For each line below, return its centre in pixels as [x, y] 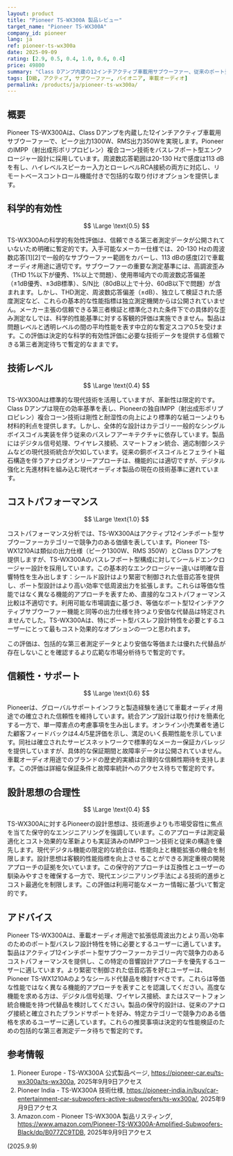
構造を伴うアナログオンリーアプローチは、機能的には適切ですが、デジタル [119, 460]
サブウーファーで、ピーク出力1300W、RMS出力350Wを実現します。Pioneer [115, 141]
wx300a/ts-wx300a [45, 1081]
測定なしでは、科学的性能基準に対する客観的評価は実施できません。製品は [119, 318]
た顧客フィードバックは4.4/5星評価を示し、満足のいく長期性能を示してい [112, 734]
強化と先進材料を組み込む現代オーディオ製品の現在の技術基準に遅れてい [110, 469]
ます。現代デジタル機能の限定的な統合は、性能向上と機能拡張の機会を [119, 850]
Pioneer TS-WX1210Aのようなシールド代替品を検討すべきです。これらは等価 [116, 978]
